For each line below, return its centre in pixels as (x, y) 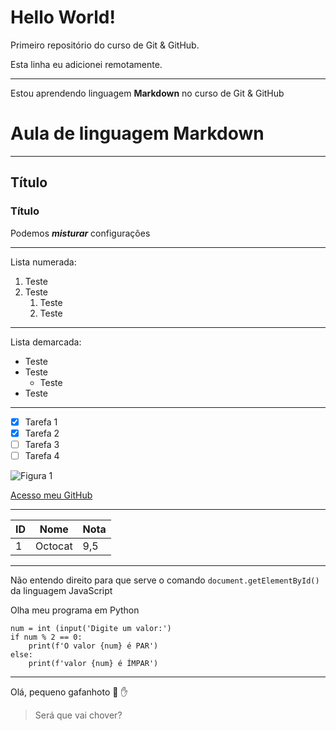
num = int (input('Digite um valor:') (91, 628)
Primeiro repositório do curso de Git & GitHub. (105, 45)
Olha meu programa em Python (75, 610)
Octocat (54, 546)
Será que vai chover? (78, 715)
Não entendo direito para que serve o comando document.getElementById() (165, 580)
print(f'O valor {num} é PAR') (93, 646)
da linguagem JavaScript (61, 590)
